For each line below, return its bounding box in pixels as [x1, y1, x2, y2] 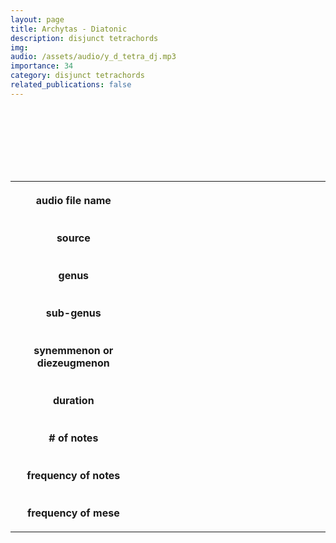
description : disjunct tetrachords [10, 33, 159, 43]
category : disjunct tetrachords [10, 71, 145, 81]
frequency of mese [26, 506, 120, 520]
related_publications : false [10, 80, 132, 90]
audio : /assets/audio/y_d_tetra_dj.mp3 [10, 52, 177, 62]
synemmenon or [33, 343, 114, 357]
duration [52, 393, 95, 407]
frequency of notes [26, 468, 121, 482]
